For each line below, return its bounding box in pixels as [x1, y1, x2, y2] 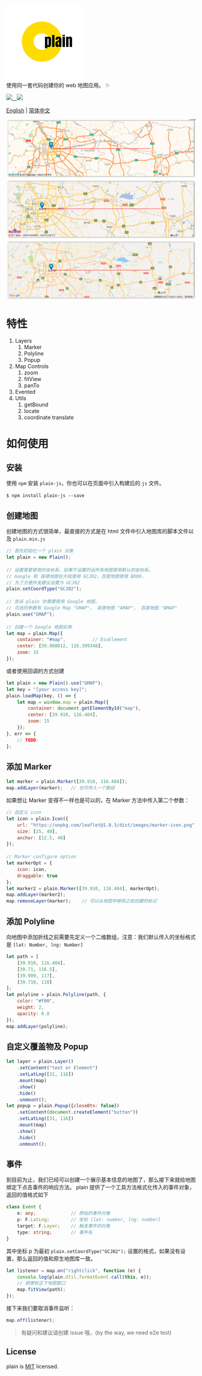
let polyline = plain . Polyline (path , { [6, 992, 106, 998]
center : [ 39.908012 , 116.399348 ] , [17, 643, 103, 649]
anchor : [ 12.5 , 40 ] [17, 834, 66, 841]
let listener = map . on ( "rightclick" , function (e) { [6, 1267, 141, 1274]
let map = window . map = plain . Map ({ [17, 699, 109, 705]
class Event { [6, 1204, 42, 1210]
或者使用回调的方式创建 [6, 667, 64, 674]
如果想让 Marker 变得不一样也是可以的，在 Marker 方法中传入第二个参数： [6, 797, 190, 804]
